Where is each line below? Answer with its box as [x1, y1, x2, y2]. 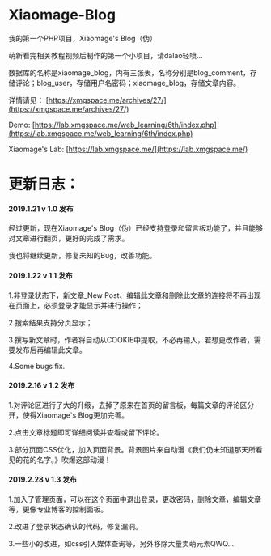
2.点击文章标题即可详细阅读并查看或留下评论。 [8, 427, 164, 437]
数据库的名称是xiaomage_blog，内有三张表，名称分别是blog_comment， [8, 67, 251, 78]
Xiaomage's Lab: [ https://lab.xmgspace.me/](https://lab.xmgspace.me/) [8, 144, 248, 154]
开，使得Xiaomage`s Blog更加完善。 [8, 410, 129, 420]
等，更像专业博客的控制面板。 [8, 504, 108, 514]
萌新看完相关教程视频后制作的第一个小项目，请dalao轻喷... [8, 50, 204, 60]
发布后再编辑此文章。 [15, 345, 87, 354]
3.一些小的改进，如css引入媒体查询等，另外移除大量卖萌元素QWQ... [8, 538, 235, 548]
